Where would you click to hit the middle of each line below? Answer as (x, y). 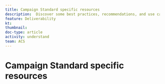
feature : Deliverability (30, 19)
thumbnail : (16, 28)
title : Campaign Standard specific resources (52, 10)
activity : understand (27, 37)
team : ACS (15, 42)
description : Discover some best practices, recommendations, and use (80, 14)
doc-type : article (24, 32)
